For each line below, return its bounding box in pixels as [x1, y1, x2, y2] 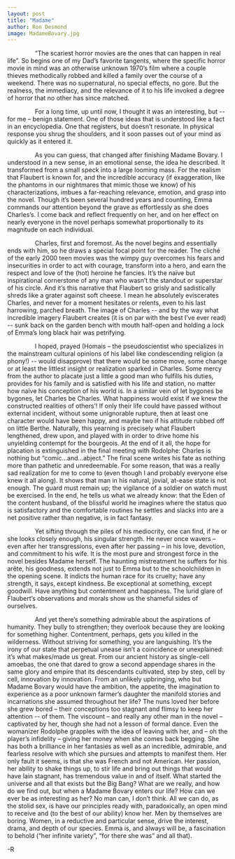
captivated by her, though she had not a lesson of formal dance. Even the [7, 720, 219, 728]
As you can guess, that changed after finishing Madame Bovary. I [34, 151, 223, 159]
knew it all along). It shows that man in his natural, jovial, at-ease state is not [7, 477, 227, 485]
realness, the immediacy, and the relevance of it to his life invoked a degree [7, 86, 225, 95]
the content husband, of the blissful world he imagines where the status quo [7, 499, 227, 507]
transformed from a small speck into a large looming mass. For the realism [7, 166, 222, 174]
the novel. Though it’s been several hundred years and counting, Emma [7, 196, 213, 204]
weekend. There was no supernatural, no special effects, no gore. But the [7, 79, 219, 88]
